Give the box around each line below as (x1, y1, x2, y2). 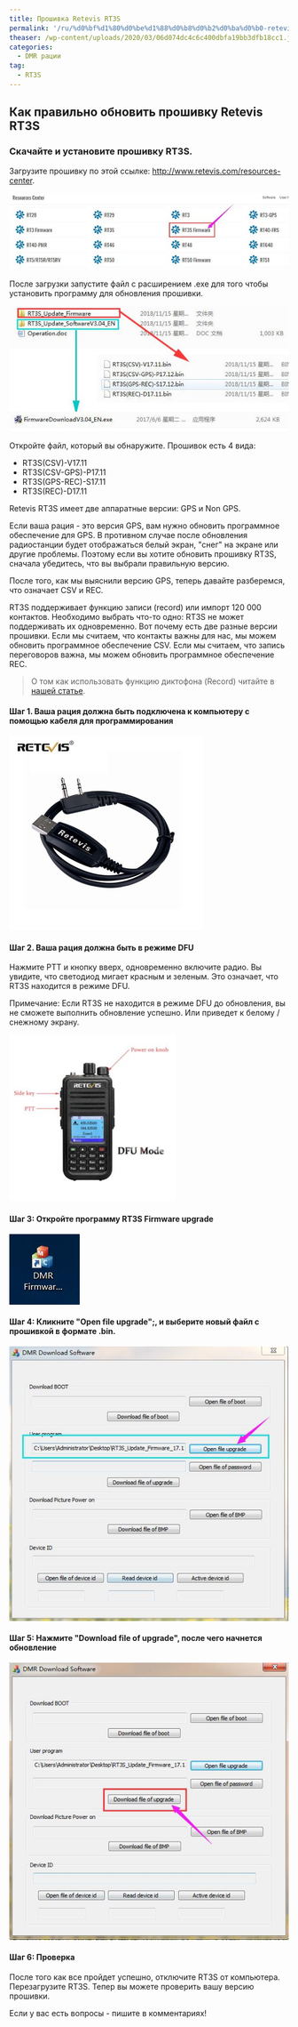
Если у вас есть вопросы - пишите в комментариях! (9, 2007, 207, 2018)
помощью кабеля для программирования (9, 715, 174, 726)
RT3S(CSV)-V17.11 (21, 457, 88, 468)
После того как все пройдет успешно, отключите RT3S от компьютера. (9, 1971, 281, 1983)
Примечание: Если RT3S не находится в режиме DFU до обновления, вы (9, 998, 286, 1009)
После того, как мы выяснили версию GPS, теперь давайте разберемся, (9, 575, 286, 586)
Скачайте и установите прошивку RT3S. (9, 145, 193, 157)
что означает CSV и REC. (9, 584, 104, 595)
